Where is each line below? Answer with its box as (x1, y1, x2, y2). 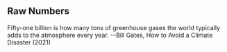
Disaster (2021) (7, 38, 51, 47)
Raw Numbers (7, 5, 70, 17)
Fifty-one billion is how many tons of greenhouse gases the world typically (7, 23, 221, 31)
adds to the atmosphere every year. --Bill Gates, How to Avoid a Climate (7, 31, 213, 39)
